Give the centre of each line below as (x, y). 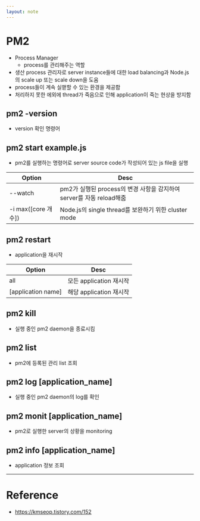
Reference (32, 495)
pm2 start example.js (46, 147)
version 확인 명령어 (37, 129)
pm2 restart (29, 240)
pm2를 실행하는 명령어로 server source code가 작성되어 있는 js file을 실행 (101, 163)
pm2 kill (21, 313)
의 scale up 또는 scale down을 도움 (57, 79)
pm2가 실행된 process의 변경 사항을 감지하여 (120, 189)
